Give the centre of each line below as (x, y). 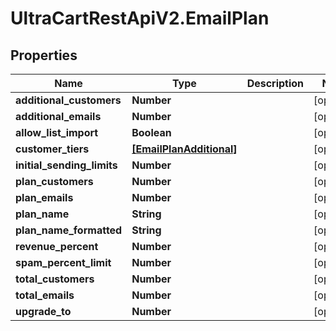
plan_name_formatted (69, 230)
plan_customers (54, 181)
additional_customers (68, 100)
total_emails (45, 295)
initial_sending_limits (66, 165)
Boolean (151, 132)
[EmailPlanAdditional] (184, 149)
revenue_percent (57, 246)
